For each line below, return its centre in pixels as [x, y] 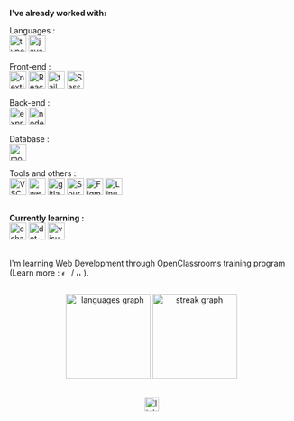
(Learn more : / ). [49, 272]
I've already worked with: [58, 13]
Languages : [32, 30]
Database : [29, 139]
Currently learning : [47, 218]
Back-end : [30, 103]
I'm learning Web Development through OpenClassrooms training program [147, 263]
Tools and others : [43, 173]
